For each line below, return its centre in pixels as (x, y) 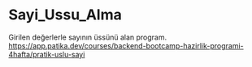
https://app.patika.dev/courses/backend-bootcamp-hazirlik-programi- (126, 45)
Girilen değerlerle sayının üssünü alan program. (88, 37)
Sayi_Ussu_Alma (65, 15)
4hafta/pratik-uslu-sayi (47, 54)
